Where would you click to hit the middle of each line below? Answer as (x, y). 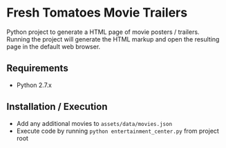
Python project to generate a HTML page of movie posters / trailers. (103, 32)
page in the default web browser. (54, 46)
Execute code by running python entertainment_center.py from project (117, 131)
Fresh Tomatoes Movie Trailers (97, 13)
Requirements (37, 68)
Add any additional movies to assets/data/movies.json (94, 123)
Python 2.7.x (34, 85)
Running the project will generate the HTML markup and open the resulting (113, 39)
